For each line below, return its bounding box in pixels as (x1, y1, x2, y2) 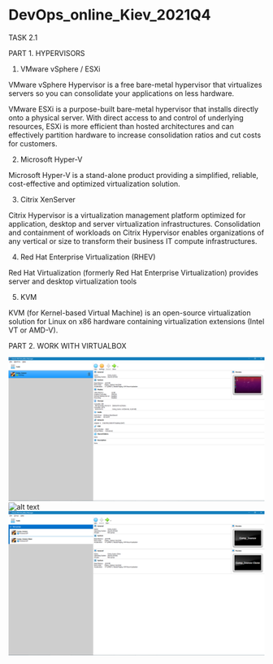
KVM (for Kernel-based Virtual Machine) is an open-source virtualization (8, 307, 251, 318)
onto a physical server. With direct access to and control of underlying (8, 112, 244, 123)
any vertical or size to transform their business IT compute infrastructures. (8, 236, 258, 245)
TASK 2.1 (8, 33, 38, 42)
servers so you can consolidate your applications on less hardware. (8, 88, 235, 98)
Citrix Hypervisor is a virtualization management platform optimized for (8, 210, 246, 220)
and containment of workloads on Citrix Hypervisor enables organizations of (8, 228, 265, 237)
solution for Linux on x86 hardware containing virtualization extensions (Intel (8, 316, 265, 326)
